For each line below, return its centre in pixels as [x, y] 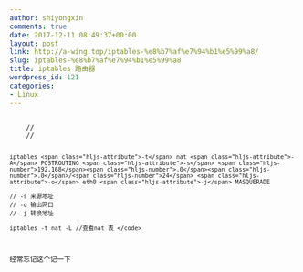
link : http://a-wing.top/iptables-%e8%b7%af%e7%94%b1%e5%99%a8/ [134, 52]
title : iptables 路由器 [52, 69]
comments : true [38, 26]
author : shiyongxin [47, 18]
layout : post [34, 43]
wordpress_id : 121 [44, 78]
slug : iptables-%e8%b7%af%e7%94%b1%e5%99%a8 [95, 60]
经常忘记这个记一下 [40, 260]
